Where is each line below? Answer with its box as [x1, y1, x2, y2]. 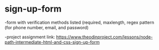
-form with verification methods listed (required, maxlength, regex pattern [4, 19, 155, 25]
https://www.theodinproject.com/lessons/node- [56, 34, 153, 40]
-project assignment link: [4, 34, 55, 40]
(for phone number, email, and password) [4, 24, 89, 30]
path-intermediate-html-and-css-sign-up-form [4, 39, 100, 45]
